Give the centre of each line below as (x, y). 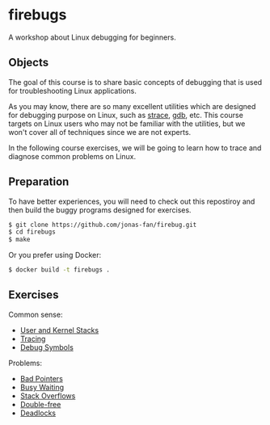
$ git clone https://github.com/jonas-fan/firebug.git (103, 225)
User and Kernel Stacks (59, 330)
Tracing (33, 339)
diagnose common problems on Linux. (72, 156)
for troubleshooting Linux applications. (73, 90)
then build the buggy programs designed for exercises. (100, 210)
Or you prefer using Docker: (55, 255)
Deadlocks (38, 413)
